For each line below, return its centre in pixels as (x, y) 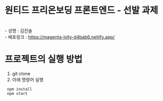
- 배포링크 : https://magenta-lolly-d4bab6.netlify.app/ (60, 37)
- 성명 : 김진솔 (18, 30)
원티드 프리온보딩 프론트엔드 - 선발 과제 (81, 10)
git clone (21, 73)
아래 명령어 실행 (28, 79)
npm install (19, 89)
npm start (17, 93)
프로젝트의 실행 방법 (44, 59)
